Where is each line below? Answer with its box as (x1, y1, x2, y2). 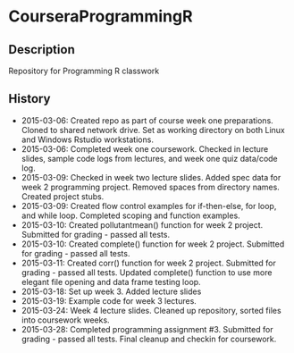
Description (8, 42, 75, 57)
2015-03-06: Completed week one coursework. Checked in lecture (21, 143, 269, 154)
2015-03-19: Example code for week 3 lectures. (21, 295, 197, 306)
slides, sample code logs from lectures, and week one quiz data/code (21, 153, 278, 164)
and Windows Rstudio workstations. (21, 134, 154, 145)
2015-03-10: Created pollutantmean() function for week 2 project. (21, 219, 264, 230)
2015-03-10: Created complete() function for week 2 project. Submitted (21, 239, 285, 249)
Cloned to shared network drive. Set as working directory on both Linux (21, 124, 285, 135)
